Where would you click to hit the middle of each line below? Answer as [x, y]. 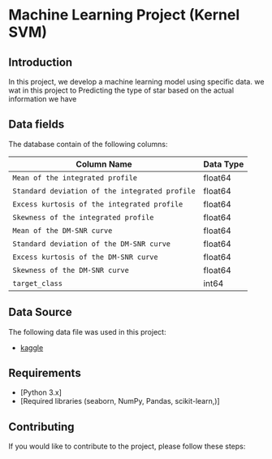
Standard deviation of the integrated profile [104, 191]
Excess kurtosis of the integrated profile [98, 204]
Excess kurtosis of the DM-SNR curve [85, 257]
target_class [38, 283]
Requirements [45, 373]
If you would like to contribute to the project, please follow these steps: [127, 446]
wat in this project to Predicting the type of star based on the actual [121, 90]
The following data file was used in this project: [87, 331]
